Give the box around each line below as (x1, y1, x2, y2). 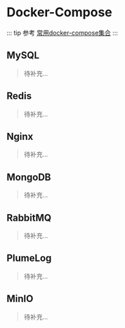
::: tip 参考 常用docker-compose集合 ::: (6, 28, 119, 37)
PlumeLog (6, 252, 52, 264)
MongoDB (6, 171, 51, 183)
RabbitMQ (6, 211, 52, 223)
